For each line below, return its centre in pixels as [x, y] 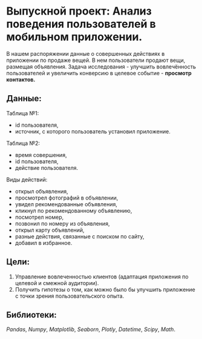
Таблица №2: [23, 143]
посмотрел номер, [39, 217]
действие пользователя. [47, 167]
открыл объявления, [41, 191]
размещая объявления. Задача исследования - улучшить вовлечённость [101, 66]
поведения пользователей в [81, 24]
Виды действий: [27, 180]
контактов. [21, 79]
